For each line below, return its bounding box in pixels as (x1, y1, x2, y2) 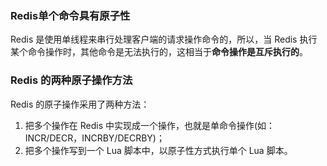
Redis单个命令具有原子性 (10, 8, 131, 22)
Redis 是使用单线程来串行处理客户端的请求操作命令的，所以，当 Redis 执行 (10, 33, 318, 46)
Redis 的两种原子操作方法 (10, 73, 133, 87)
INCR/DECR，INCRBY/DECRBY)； (24, 132, 165, 144)
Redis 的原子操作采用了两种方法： (10, 98, 150, 110)
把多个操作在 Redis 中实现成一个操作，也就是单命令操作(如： (24, 119, 276, 131)
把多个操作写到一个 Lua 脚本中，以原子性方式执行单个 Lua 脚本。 (24, 144, 293, 156)
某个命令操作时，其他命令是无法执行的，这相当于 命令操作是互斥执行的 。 (10, 46, 308, 58)
